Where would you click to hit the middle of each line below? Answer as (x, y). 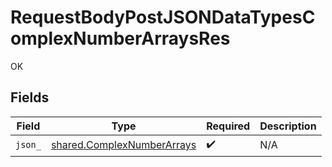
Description (288, 126)
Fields (30, 97)
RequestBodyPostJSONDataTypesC (163, 17)
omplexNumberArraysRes (120, 38)
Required (228, 126)
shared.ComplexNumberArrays (123, 145)
